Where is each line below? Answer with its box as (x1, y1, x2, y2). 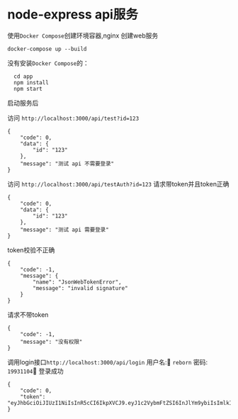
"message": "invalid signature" (33, 284, 129, 291)
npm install (13, 79, 50, 86)
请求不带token (7, 310, 49, 319)
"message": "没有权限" (20, 338, 83, 345)
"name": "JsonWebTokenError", (33, 278, 122, 286)
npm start (13, 85, 42, 92)
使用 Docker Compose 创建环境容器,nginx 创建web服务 (7, 31, 159, 40)
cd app (13, 72, 33, 80)
